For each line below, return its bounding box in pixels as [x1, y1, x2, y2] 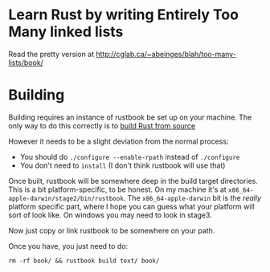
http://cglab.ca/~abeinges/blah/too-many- [96, 49, 237, 59]
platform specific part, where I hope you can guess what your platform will [8, 201, 255, 211]
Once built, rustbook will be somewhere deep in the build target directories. [8, 176, 259, 185]
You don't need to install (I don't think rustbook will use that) [19, 160, 226, 170]
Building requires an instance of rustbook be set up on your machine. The [8, 112, 252, 122]
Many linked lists [8, 22, 124, 41]
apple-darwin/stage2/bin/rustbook [8, 194, 125, 202]
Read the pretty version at [8, 49, 95, 59]
